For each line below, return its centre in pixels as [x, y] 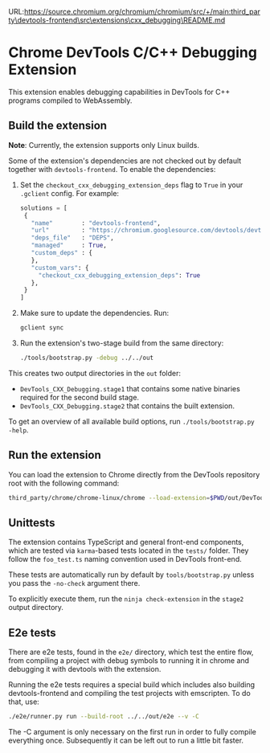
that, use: [24, 702]
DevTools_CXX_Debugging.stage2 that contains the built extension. [127, 406]
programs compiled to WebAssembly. [70, 100]
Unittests [32, 523]
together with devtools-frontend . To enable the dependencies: [112, 169]
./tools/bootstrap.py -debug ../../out [87, 358]
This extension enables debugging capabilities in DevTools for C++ [119, 92]
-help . [18, 430]
